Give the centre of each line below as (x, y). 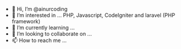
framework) (26, 21)
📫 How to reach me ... (39, 40)
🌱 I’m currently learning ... (43, 27)
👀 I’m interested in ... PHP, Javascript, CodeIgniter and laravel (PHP (93, 15)
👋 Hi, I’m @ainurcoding (40, 9)
